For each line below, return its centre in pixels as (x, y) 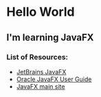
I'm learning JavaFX (50, 37)
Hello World (41, 12)
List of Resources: (37, 57)
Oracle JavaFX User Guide (54, 79)
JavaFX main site (41, 86)
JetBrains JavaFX (41, 72)
